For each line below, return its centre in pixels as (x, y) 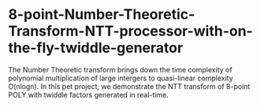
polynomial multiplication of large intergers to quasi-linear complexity (121, 78)
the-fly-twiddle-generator (96, 48)
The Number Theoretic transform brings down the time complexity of (120, 69)
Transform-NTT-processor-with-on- (131, 31)
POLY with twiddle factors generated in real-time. (89, 94)
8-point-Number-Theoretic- (102, 15)
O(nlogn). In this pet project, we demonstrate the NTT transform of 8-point (129, 86)
